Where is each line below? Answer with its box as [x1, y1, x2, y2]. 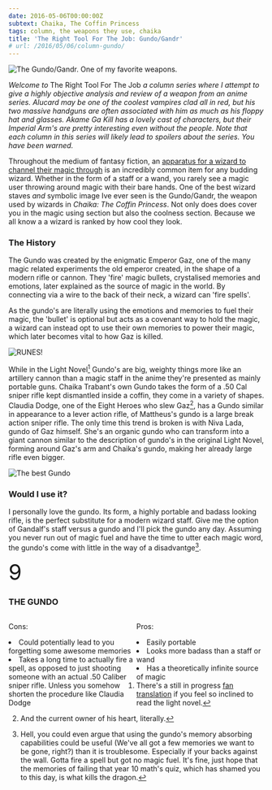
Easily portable [146, 637, 196, 647]
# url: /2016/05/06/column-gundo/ [8, 42, 126, 50]
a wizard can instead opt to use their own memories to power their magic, [8, 323, 255, 333]
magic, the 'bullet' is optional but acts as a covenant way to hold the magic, [8, 315, 261, 324]
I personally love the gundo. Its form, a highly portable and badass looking [8, 507, 257, 517]
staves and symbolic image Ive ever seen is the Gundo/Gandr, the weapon [8, 191, 257, 201]
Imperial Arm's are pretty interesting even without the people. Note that [8, 124, 248, 133]
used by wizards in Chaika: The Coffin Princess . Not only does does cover [8, 200, 257, 210]
